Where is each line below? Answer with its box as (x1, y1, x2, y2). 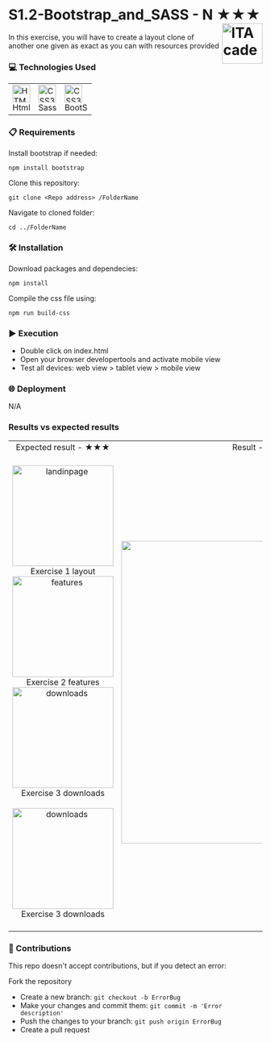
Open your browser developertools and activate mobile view (19, 355, 221, 365)
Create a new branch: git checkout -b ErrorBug (19, 992, 181, 1002)
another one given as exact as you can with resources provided (8, 40, 219, 50)
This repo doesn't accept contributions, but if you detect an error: (8, 961, 227, 971)
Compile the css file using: (8, 293, 97, 303)
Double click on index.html (19, 346, 109, 356)
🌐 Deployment (8, 383, 66, 394)
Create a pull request (19, 1025, 90, 1035)
